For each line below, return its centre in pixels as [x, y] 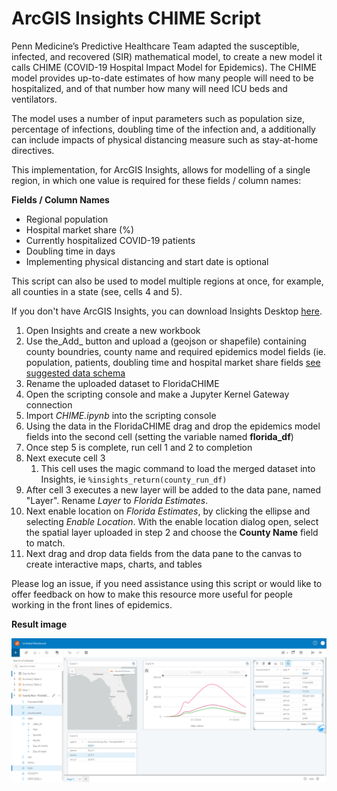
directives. [33, 150]
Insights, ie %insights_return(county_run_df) [134, 479]
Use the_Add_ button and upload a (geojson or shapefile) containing [166, 341]
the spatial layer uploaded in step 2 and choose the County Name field [172, 532]
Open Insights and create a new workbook [113, 330]
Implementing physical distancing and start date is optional [147, 261]
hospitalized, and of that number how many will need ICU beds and [149, 88]
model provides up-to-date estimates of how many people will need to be [162, 78]
